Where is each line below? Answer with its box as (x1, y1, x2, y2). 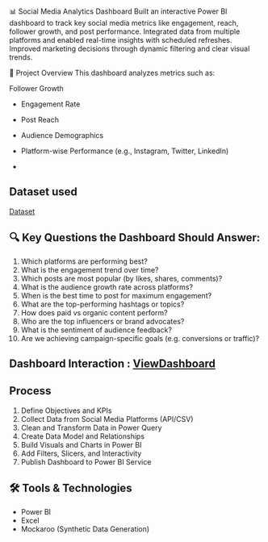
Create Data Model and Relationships (20, 431, 144, 441)
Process (9, 384, 52, 398)
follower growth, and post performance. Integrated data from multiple (9, 27, 241, 36)
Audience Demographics (20, 131, 104, 140)
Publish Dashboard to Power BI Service (20, 457, 152, 466)
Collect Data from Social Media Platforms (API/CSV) (20, 414, 194, 423)
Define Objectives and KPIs (20, 406, 112, 415)
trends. (9, 52, 33, 62)
